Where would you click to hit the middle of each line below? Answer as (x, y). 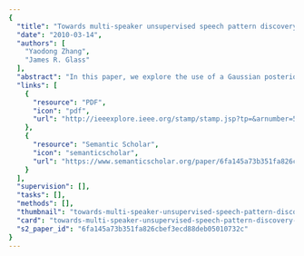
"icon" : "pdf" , (61, 111)
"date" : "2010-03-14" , (59, 34)
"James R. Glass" (58, 60)
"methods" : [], (45, 204)
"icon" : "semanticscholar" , (86, 153)
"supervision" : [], (54, 187)
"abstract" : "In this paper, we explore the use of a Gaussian (138, 77)
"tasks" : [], (41, 195)
